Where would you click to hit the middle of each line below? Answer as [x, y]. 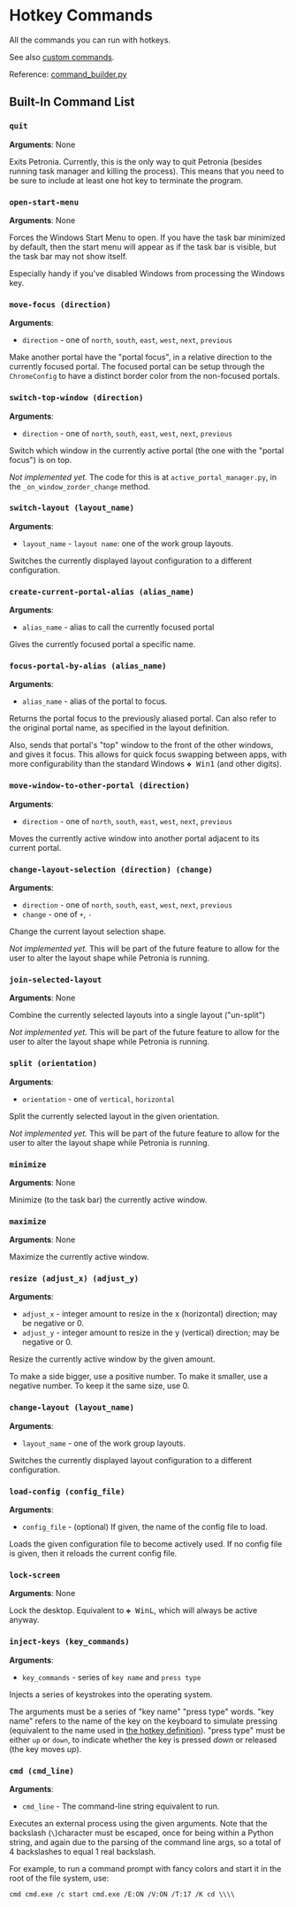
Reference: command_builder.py [68, 74]
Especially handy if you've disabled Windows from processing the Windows [147, 273]
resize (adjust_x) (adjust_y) [74, 1279]
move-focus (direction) [61, 305]
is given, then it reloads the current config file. [93, 1554]
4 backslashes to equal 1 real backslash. [83, 1851]
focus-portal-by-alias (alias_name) [88, 666]
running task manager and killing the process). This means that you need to [147, 171]
